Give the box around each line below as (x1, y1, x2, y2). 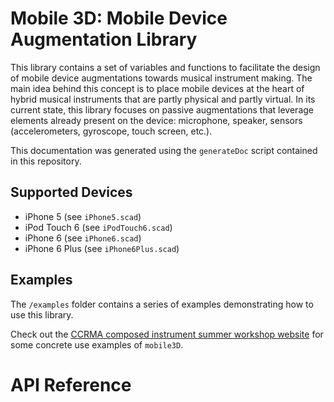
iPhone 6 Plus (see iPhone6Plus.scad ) (24, 242, 180, 254)
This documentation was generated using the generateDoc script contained (10, 144, 318, 156)
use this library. (10, 308, 74, 321)
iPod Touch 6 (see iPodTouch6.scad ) (24, 221, 173, 233)
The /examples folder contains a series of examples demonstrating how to (10, 298, 314, 310)
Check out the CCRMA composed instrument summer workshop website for (10, 328, 324, 340)
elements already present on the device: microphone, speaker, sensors (10, 114, 303, 126)
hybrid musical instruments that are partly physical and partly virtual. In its (10, 93, 316, 105)
